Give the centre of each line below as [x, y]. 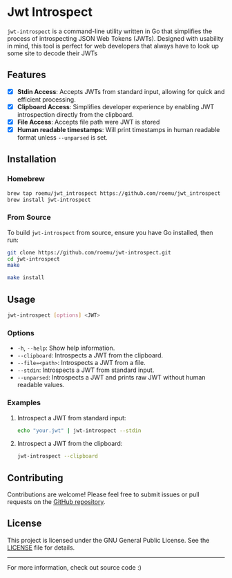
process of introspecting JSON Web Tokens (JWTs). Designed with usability [115, 38]
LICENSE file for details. [41, 548]
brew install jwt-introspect [49, 200]
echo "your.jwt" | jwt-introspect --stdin [79, 430]
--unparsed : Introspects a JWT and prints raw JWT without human [111, 377]
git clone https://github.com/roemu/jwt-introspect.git [89, 252]
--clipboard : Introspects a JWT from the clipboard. [90, 355]
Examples [24, 403]
